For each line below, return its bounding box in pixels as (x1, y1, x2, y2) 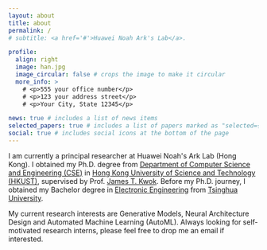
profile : (8, 49, 37, 57)
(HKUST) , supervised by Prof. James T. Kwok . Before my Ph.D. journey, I (8, 176, 246, 186)
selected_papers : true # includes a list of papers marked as (8, 122, 219, 130)
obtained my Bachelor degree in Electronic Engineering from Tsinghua (8, 185, 238, 194)
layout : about (8, 11, 56, 20)
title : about (8, 19, 52, 27)
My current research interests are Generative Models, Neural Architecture (8, 209, 250, 218)
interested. (8, 234, 44, 244)
